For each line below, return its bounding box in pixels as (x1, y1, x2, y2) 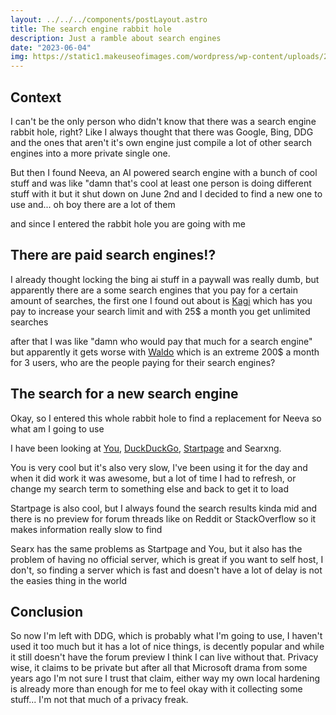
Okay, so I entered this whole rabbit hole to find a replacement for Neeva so (10, 412, 322, 424)
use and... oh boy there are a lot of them (10, 198, 176, 210)
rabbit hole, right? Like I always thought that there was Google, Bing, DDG (10, 126, 314, 138)
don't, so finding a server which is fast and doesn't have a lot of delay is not (10, 564, 323, 576)
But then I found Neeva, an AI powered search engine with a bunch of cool (10, 166, 318, 178)
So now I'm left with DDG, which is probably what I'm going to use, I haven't (10, 630, 323, 642)
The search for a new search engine (10, 386, 239, 403)
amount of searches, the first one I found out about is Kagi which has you (10, 294, 313, 306)
